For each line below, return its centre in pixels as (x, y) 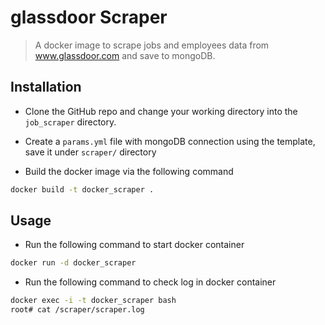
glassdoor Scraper (89, 17)
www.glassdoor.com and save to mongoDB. (125, 55)
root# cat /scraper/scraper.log (77, 310)
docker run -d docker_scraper (73, 263)
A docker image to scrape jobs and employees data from (152, 45)
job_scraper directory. (70, 122)
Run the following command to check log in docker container (150, 282)
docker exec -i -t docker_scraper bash (93, 301)
